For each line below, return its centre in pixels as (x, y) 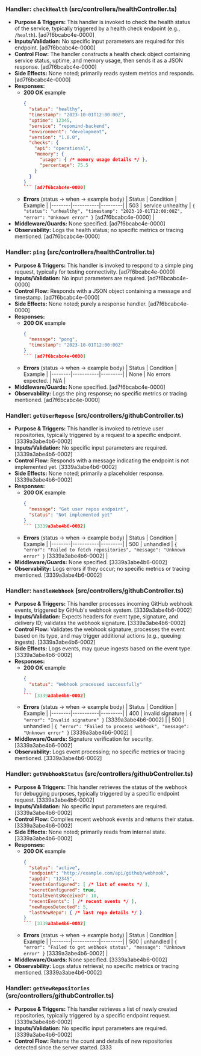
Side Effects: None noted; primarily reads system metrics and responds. (104, 74)
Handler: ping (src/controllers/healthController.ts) (80, 252)
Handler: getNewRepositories (48, 988)
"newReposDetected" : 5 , (58, 907)
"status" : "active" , (54, 868)
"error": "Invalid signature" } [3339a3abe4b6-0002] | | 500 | (104, 720)
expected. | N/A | (45, 380)
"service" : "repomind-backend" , (69, 126)
